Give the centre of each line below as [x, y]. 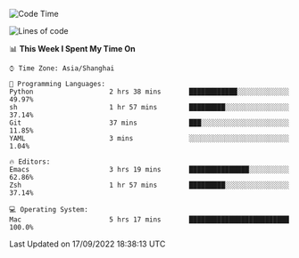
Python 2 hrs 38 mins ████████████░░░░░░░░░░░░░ [149, 92]
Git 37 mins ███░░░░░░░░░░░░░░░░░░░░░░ [149, 123]
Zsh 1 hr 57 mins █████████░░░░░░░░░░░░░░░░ [149, 185]
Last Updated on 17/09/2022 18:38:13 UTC [87, 244]
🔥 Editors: [30, 162]
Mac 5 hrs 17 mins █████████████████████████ [149, 220]
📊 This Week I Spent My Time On [72, 48]
